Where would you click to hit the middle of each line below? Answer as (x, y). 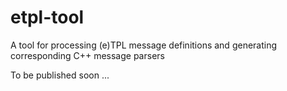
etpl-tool (47, 17)
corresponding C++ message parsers (87, 55)
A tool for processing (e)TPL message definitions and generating (144, 45)
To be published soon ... (60, 75)
